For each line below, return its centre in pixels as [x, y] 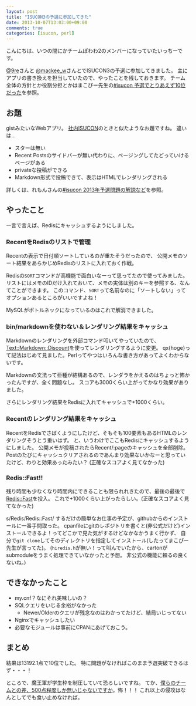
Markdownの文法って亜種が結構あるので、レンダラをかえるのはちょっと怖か [98, 375]
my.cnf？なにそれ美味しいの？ [51, 598]
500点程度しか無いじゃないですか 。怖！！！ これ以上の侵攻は [106, 690]
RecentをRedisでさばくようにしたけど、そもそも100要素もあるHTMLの [92, 433]
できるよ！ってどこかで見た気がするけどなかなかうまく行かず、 [103, 533]
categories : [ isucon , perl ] [40, 33]
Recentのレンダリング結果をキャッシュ [61, 419]
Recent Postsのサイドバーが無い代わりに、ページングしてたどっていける [102, 155]
